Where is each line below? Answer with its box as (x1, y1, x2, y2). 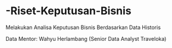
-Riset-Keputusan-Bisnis (5, 4, 132, 18)
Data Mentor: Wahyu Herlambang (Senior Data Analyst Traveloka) (5, 35, 167, 42)
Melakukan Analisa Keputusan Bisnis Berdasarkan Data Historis (5, 24, 161, 31)
